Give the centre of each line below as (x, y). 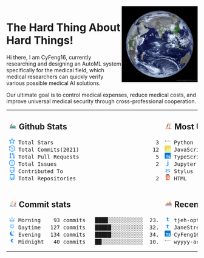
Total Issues (37, 164)
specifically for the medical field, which (55, 70)
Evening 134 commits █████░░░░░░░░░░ (81, 234)
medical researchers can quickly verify (55, 76)
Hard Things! (40, 40)
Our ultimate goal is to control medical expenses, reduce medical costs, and (101, 95)
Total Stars (36, 142)
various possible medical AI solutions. (54, 83)
